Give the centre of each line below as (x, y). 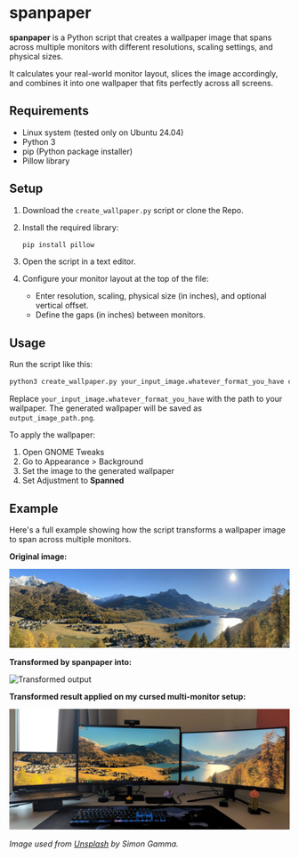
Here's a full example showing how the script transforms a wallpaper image (148, 529)
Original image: (38, 556)
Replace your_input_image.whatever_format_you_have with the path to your (146, 399)
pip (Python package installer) (77, 151)
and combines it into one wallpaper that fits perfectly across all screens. (141, 83)
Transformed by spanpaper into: (70, 662)
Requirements (49, 111)
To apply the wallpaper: (53, 435)
